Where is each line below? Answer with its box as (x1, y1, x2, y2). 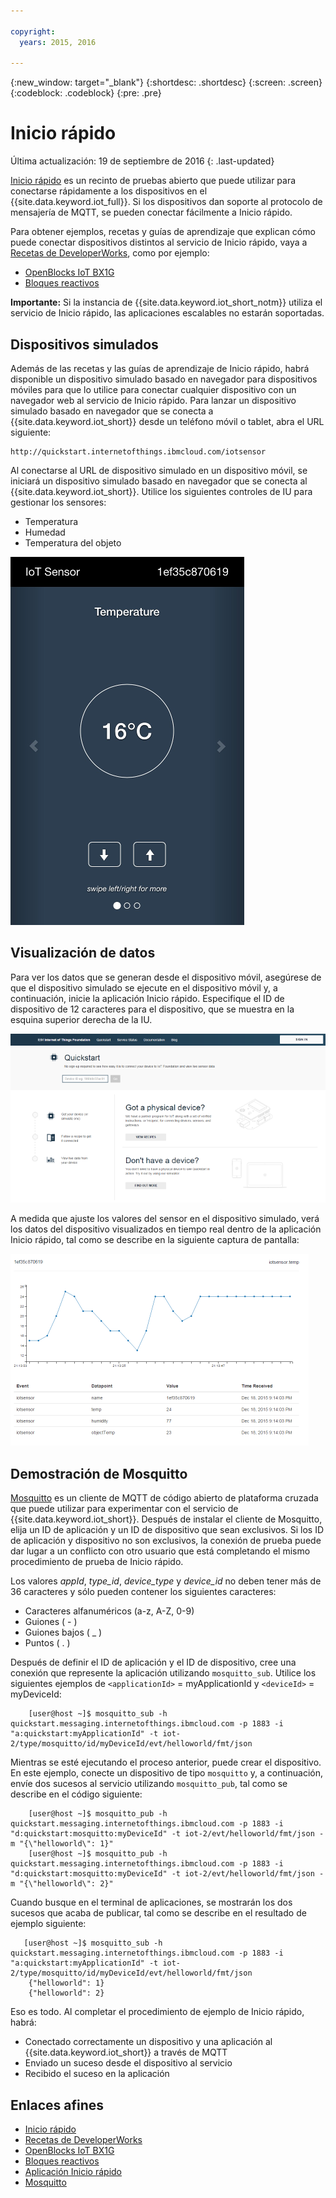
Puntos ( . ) (24, 1637, 71, 1649)
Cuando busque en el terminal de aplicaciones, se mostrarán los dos (10, 1896, 293, 1909)
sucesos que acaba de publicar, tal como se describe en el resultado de (10, 1907, 307, 1919)
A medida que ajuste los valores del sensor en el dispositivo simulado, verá (10, 1213, 320, 1225)
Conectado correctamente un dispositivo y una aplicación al (24, 2036, 273, 2048)
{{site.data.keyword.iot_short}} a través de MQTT (24, 2046, 228, 2059)
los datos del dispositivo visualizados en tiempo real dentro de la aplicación (10, 1223, 322, 1235)
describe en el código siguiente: (10, 1788, 143, 1800)
